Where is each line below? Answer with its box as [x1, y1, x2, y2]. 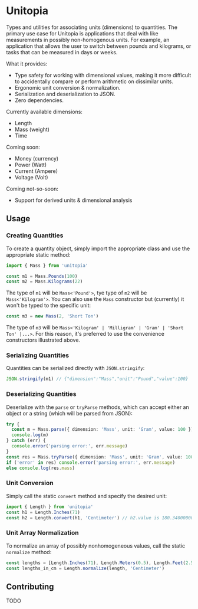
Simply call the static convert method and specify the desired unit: [6, 492, 167, 499]
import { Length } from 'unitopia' [6, 503, 94, 510]
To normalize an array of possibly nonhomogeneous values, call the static [6, 542, 186, 549]
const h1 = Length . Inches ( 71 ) [6, 509, 81, 515]
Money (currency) [14, 155, 59, 162]
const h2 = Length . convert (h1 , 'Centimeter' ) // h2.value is [6, 515, 160, 520]
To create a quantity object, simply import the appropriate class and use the [6, 245, 190, 252]
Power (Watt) [14, 161, 47, 168]
